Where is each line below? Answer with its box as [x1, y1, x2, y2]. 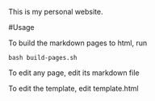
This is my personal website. [8, 7, 103, 16]
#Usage [8, 23, 35, 32]
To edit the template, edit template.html [8, 84, 139, 93]
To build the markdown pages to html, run [8, 38, 148, 48]
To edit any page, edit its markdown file [8, 68, 140, 78]
